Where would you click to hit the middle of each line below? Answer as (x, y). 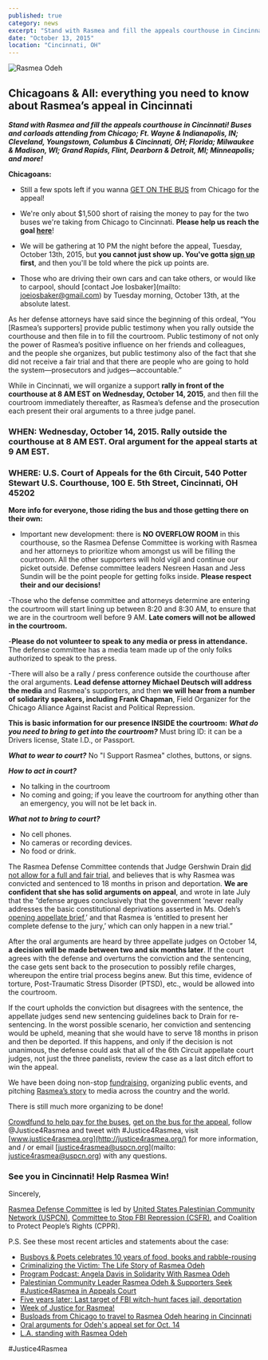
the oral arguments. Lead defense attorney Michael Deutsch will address (130, 682)
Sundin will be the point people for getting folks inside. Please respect (136, 577)
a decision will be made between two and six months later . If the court (126, 950)
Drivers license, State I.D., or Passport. (72, 740)
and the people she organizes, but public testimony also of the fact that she (132, 353)
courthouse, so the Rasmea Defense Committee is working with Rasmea (138, 542)
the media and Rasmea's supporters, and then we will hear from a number (132, 691)
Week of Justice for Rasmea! (67, 1308)
